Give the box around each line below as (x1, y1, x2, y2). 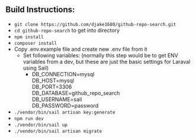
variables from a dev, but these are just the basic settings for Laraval (23, 58, 191, 65)
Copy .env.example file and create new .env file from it (14, 45, 147, 53)
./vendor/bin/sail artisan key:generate (14, 109, 115, 115)
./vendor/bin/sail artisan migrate (14, 128, 102, 134)
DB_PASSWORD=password (31, 102, 99, 109)
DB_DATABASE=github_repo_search (31, 89, 120, 96)
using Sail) (23, 64, 49, 71)
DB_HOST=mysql (31, 77, 75, 84)
